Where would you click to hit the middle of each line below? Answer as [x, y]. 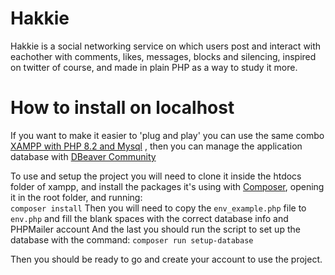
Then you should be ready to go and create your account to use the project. [166, 259]
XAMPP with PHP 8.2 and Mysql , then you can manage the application [156, 146]
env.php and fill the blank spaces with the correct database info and [149, 218]
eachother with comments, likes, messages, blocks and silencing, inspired [163, 56]
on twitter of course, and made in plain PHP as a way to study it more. [154, 67]
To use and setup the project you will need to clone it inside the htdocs [156, 176]
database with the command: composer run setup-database [132, 239]
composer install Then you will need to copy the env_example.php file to [158, 208]
